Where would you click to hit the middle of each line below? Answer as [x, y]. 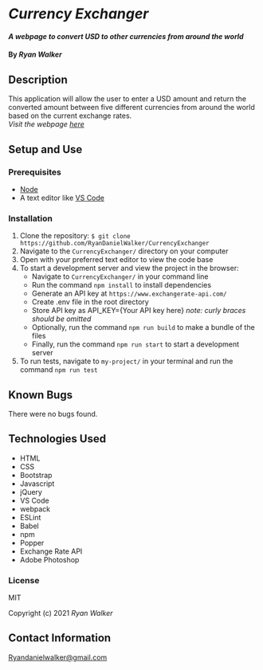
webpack [35, 509]
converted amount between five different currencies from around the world [131, 108]
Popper [32, 543]
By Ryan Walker [35, 55]
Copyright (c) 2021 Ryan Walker [61, 613]
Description [38, 79]
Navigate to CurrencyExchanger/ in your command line [120, 276]
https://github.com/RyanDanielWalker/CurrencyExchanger [114, 244]
